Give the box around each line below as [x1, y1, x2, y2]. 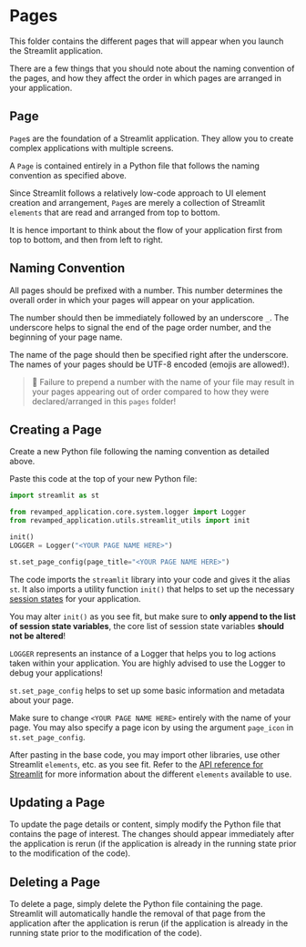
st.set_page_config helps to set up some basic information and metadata [9, 685, 285, 696]
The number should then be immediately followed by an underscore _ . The [9, 311, 290, 323]
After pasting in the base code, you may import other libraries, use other [9, 748, 280, 760]
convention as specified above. [9, 169, 127, 180]
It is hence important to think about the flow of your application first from [9, 224, 283, 235]
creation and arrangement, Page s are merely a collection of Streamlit [9, 197, 266, 208]
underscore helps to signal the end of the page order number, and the [9, 321, 271, 332]
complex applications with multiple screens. [9, 142, 175, 153]
